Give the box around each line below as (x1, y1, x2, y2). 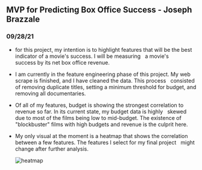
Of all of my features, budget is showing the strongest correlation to (14, 101, 184, 109)
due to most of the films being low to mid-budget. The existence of (14, 114, 182, 121)
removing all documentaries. (14, 90, 86, 97)
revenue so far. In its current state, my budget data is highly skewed (14, 108, 187, 115)
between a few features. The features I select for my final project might (14, 139, 195, 146)
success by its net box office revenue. (14, 58, 110, 66)
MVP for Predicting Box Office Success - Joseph (6, 5, 192, 15)
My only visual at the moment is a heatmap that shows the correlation (14, 132, 188, 139)
